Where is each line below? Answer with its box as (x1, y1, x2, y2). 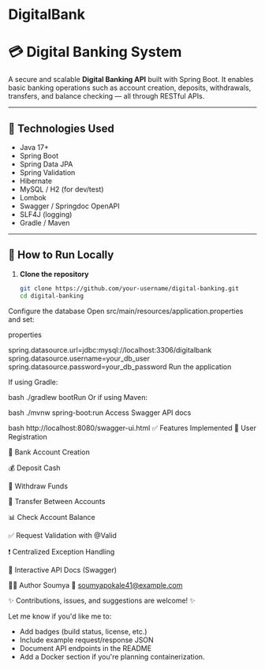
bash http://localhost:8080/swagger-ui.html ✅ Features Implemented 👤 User (8, 423, 256, 432)
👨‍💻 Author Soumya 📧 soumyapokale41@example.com (8, 580, 183, 589)
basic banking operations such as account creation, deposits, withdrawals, (8, 83, 252, 92)
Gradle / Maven (19, 218, 70, 227)
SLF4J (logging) (19, 209, 73, 219)
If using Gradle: (8, 377, 58, 387)
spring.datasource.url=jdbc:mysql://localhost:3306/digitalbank (8, 345, 212, 354)
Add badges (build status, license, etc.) (19, 626, 147, 636)
